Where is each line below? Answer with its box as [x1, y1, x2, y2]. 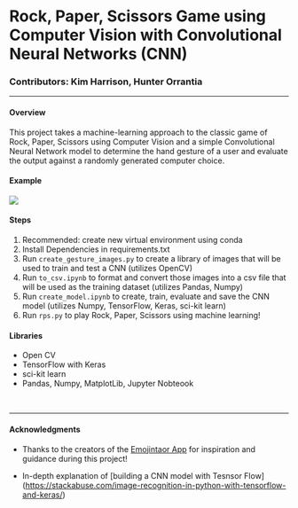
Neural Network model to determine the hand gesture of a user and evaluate [9, 145, 288, 156]
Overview [9, 107, 46, 118]
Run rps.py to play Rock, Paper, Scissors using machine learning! [21, 310, 261, 321]
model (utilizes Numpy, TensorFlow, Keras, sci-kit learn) [21, 301, 226, 311]
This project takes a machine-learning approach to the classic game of [9, 127, 268, 137]
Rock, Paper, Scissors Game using [9, 6, 266, 27]
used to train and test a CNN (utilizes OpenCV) [21, 263, 193, 274]
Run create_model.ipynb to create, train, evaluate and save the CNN [21, 291, 271, 302]
